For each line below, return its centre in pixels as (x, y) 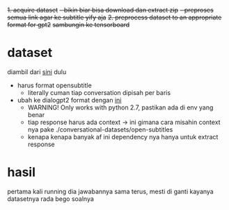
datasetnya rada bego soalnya (50, 199)
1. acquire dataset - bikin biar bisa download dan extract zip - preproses (110, 10)
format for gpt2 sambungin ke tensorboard (69, 25)
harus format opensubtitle (54, 85)
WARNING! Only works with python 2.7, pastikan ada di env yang (120, 107)
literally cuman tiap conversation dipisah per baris (99, 92)
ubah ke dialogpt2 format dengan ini (69, 100)
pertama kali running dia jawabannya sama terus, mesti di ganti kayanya (110, 191)
